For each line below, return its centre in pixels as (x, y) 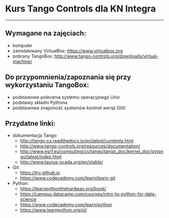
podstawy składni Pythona (40, 102)
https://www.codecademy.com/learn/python (66, 205)
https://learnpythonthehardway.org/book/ (63, 189)
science (28, 199)
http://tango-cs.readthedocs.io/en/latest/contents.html (77, 141)
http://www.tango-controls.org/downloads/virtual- (107, 56)
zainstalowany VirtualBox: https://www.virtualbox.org (68, 51)
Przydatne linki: (30, 123)
